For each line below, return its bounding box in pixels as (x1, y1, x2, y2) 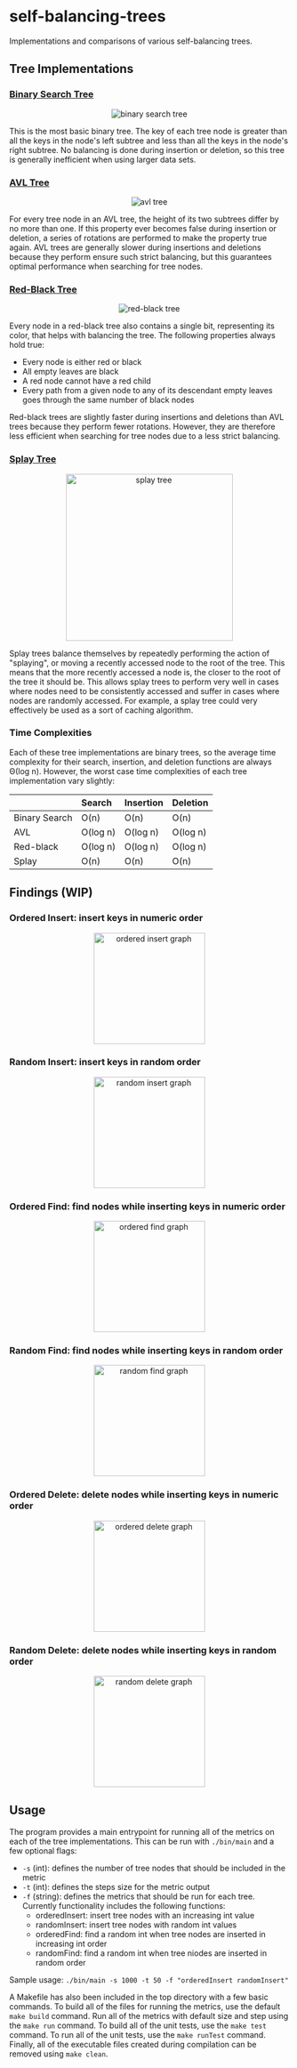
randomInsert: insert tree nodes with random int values (35, 1919, 237, 1930)
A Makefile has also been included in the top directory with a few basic (9, 1991, 269, 2002)
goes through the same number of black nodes (21, 394, 195, 406)
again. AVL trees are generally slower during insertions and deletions (9, 242, 261, 253)
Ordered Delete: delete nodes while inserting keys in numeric (9, 1489, 279, 1501)
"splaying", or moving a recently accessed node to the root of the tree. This (9, 657, 285, 668)
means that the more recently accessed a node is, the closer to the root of (9, 666, 282, 677)
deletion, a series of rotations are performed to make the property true (9, 232, 268, 243)
